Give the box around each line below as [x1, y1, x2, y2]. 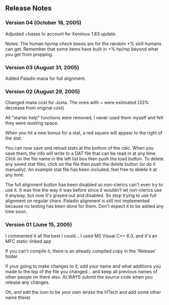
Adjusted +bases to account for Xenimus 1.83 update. [5, 30, 117, 37]
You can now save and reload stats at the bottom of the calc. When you [5, 145, 154, 151]
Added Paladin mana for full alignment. [5, 75, 86, 81]
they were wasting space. [5, 120, 59, 126]
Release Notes [5, 4, 52, 13]
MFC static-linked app [5, 238, 51, 244]
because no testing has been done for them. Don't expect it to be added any [5, 203, 164, 209]
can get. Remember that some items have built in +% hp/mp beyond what [5, 46, 158, 52]
